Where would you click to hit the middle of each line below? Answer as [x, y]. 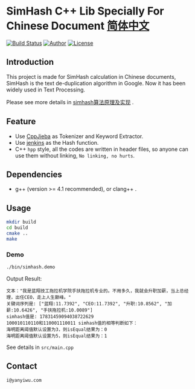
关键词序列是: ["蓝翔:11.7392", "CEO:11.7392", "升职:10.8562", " [87, 304]
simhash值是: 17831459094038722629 [50, 316]
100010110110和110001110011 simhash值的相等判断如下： [72, 323]
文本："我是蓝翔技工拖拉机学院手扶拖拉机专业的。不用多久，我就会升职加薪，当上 [93, 291]
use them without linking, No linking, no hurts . [75, 155]
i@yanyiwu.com [24, 380]
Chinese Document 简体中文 [78, 26]
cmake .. [17, 233]
